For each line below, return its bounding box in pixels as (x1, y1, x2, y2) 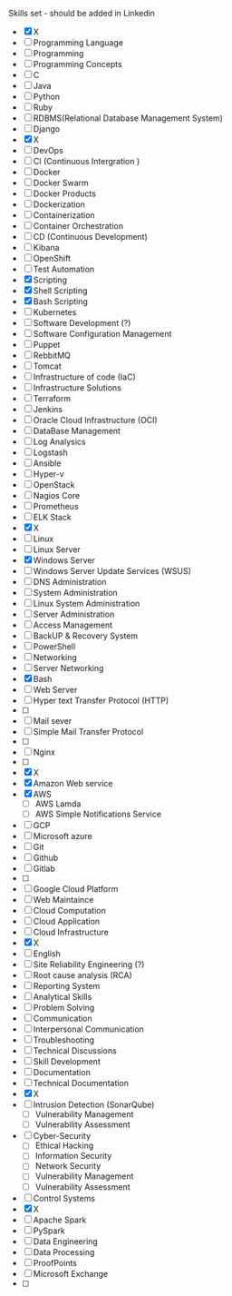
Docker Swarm (33, 177, 90, 188)
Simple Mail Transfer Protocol (33, 727, 144, 737)
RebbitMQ (33, 350, 72, 361)
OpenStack (33, 480, 75, 490)
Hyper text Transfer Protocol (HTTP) (33, 695, 169, 706)
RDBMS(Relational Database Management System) (33, 113, 224, 124)
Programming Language (33, 37, 124, 48)
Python (33, 91, 61, 102)
